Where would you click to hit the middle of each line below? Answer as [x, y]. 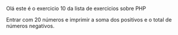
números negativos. [30, 26]
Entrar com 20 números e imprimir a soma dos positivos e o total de [89, 20]
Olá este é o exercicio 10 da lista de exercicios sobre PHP [76, 8]
